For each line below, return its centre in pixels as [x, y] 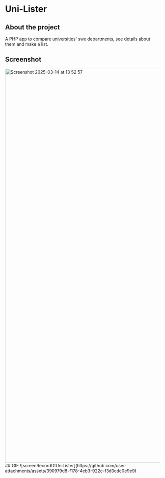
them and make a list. [27, 44]
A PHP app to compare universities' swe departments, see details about [78, 39]
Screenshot [23, 60]
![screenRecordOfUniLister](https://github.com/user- [73, 465]
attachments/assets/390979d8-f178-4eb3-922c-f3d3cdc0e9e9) [71, 471]
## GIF [12, 465]
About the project [33, 27]
